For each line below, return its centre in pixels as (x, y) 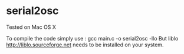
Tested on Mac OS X (31, 27)
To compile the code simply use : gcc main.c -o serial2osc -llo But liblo (92, 38)
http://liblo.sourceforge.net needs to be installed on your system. (85, 45)
